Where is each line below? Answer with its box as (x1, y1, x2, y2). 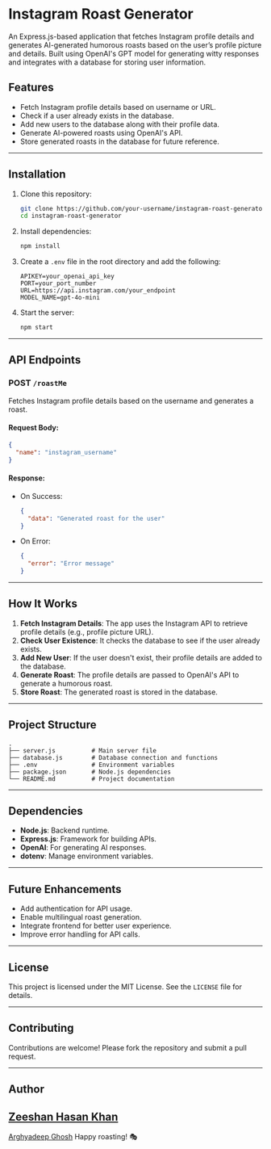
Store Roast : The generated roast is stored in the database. (19, 687, 218, 697)
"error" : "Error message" (27, 560, 115, 568)
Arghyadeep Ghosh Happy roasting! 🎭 (8, 1132, 138, 1142)
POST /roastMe (8, 377, 67, 388)
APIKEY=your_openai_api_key (19, 272, 115, 281)
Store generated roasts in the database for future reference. (19, 136, 219, 146)
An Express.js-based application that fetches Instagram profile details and (8, 31, 255, 41)
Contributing (8, 1021, 74, 1035)
